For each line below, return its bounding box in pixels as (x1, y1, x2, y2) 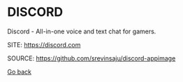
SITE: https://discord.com (7, 40, 81, 49)
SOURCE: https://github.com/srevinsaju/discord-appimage (7, 54, 176, 63)
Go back (7, 67, 32, 76)
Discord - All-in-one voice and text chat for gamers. (7, 27, 156, 35)
